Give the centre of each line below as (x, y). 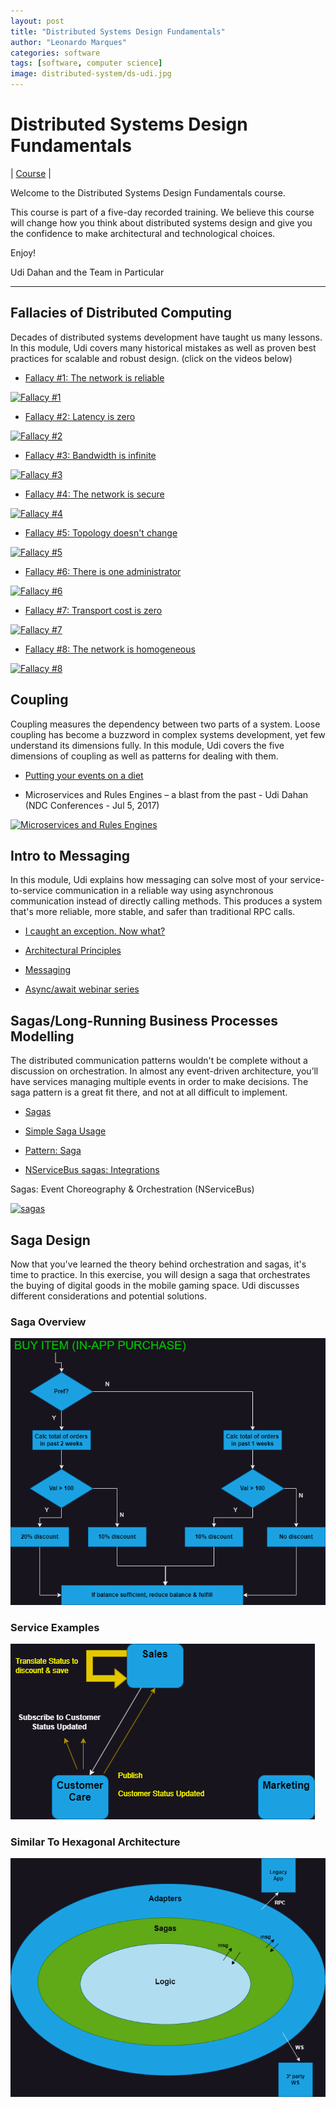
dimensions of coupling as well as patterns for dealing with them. (144, 756)
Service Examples (55, 1627)
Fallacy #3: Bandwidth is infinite (90, 455)
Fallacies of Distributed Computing (121, 313)
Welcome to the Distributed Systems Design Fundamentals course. (148, 192)
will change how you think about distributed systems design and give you (161, 222)
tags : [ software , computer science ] (86, 63)
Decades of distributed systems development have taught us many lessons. (166, 337)
